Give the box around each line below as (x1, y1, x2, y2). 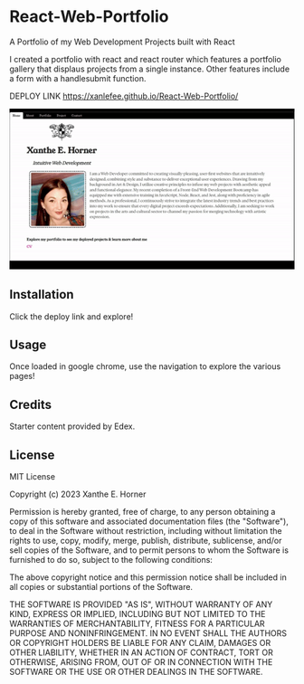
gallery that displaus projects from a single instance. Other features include (9, 63, 290, 74)
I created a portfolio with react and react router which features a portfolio (9, 53, 282, 64)
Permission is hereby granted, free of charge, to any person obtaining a (9, 507, 276, 518)
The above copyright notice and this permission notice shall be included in (9, 572, 287, 583)
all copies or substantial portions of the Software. (9, 582, 193, 593)
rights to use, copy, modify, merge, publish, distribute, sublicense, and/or (9, 536, 282, 546)
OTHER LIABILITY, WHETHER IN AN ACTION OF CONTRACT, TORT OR (9, 647, 273, 658)
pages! (9, 371, 35, 382)
